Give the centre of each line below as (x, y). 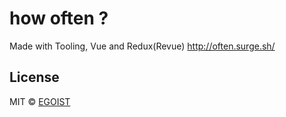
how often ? (59, 18)
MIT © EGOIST (40, 101)
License (34, 77)
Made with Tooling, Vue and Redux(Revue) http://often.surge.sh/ (142, 46)
